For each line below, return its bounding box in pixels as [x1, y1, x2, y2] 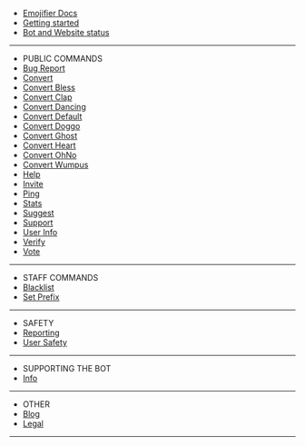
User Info [22, 227, 58, 237]
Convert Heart [22, 140, 76, 151]
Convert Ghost [22, 131, 78, 141]
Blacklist [22, 282, 54, 292]
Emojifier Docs [22, 8, 78, 18]
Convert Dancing [22, 102, 86, 112]
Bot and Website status [22, 27, 110, 37]
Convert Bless [22, 82, 75, 93]
